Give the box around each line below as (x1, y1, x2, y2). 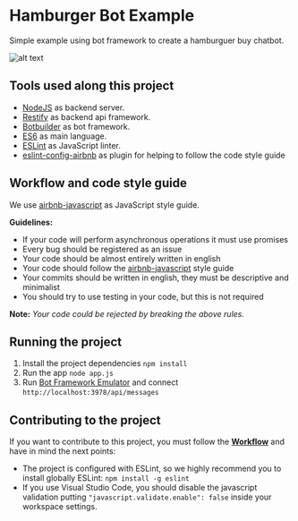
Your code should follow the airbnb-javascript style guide (21, 262, 234, 273)
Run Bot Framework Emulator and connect (21, 377, 179, 388)
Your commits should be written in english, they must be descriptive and (21, 272, 289, 283)
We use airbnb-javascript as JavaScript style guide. (9, 199, 200, 210)
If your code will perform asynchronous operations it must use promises (21, 234, 289, 244)
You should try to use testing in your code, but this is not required (21, 291, 264, 302)
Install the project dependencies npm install (21, 358, 188, 369)
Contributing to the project (9, 413, 161, 428)
